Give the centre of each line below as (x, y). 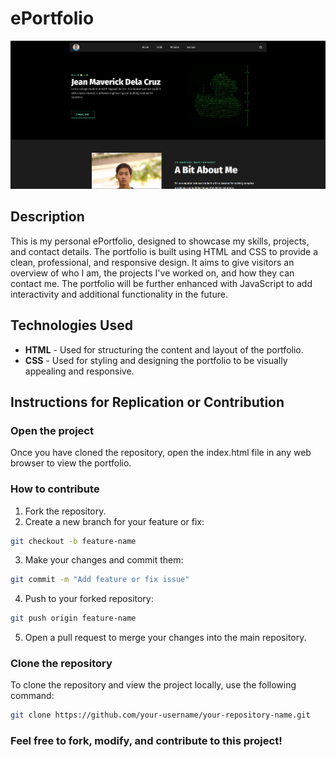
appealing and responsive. (79, 371)
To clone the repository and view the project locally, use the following (153, 685)
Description (47, 217)
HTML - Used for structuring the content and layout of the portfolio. (164, 349)
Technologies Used (71, 325)
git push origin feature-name (73, 618)
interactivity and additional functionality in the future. (119, 294)
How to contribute (55, 489)
